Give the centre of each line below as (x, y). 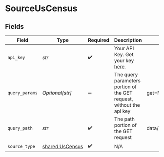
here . (120, 67)
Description (128, 40)
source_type (21, 146)
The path (124, 119)
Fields (15, 27)
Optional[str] (57, 93)
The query (126, 75)
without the (127, 105)
